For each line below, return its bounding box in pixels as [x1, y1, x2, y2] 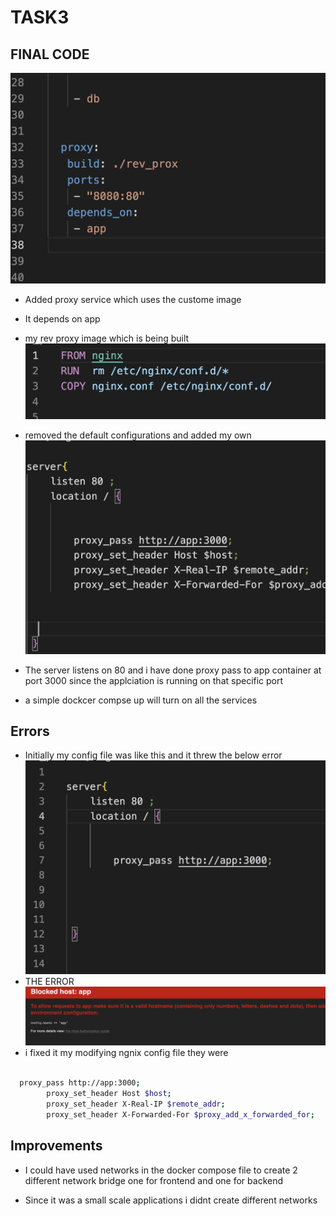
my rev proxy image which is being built [24, 332, 190, 344]
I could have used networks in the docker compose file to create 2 [24, 1164, 298, 1176]
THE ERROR [24, 975, 75, 987]
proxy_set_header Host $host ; [46, 1089, 172, 1099]
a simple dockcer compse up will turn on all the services [24, 694, 258, 706]
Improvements [10, 1137, 103, 1155]
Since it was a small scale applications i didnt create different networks [24, 1194, 318, 1206]
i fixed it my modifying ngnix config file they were [24, 1047, 229, 1059]
